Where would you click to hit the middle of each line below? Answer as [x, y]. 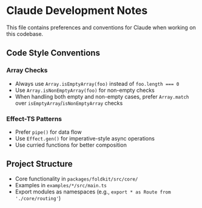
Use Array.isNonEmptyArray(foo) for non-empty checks [85, 90]
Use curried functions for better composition [71, 145]
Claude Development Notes [77, 11]
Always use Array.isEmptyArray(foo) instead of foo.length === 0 [97, 83]
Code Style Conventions [53, 53]
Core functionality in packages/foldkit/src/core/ [76, 179]
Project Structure [39, 164]
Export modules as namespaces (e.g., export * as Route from [93, 192]
